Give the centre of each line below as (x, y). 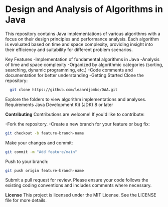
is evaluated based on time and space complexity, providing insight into (79, 44)
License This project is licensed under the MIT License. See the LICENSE (81, 195)
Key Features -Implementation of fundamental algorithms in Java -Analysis (82, 59)
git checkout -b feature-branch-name (45, 133)
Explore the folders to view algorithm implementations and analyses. (76, 99)
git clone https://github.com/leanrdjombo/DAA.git (64, 89)
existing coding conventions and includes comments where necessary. (78, 185)
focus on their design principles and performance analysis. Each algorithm (82, 39)
